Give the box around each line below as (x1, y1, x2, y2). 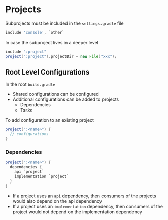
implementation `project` (14, 174, 70, 179)
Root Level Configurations (5, 67, 90, 77)
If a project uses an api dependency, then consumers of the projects (12, 193, 156, 199)
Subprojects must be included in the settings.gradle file (5, 20, 124, 26)
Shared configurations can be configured (12, 91, 99, 97)
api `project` (14, 169, 44, 174)
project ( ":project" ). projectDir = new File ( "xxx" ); (5, 54, 117, 59)
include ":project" (5, 49, 47, 54)
